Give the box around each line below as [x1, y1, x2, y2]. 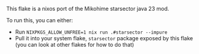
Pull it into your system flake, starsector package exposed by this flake [15, 35, 194, 41]
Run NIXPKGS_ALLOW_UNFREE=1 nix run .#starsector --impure [15, 28, 168, 35]
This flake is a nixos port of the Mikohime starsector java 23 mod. [6, 5, 169, 12]
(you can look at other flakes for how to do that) [15, 41, 134, 48]
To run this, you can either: [6, 17, 73, 23]
